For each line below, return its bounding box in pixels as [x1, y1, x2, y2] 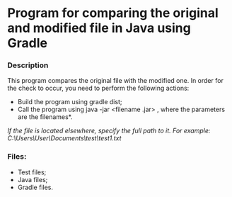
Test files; [17, 168, 47, 176]
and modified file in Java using [7, 20, 191, 36]
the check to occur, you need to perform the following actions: [7, 84, 190, 93]
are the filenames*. [17, 113, 73, 121]
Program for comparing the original [7, 5, 219, 21]
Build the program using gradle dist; [17, 98, 122, 106]
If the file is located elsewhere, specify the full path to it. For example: [7, 126, 211, 135]
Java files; [17, 175, 48, 184]
